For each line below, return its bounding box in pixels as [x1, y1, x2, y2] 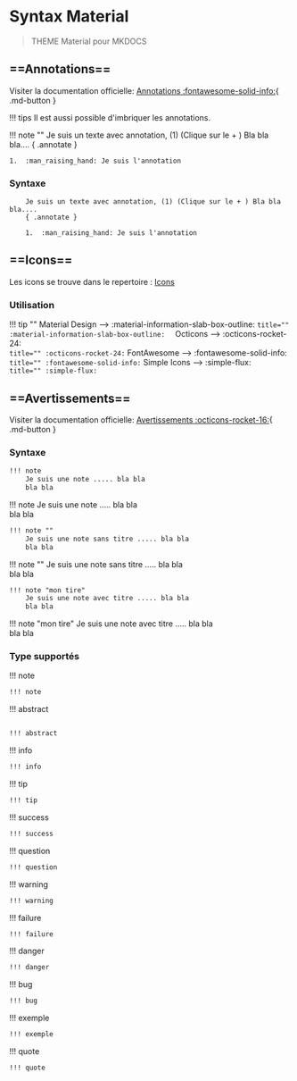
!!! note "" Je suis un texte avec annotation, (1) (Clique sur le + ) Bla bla [9, 130, 269, 140]
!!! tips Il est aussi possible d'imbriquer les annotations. [9, 112, 211, 122]
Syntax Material [9, 6, 129, 27]
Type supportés [9, 650, 80, 663]
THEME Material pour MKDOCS [30, 36, 147, 46]
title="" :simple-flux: [9, 366, 98, 376]
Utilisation [9, 298, 55, 311]
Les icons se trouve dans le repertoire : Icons [9, 276, 176, 287]
